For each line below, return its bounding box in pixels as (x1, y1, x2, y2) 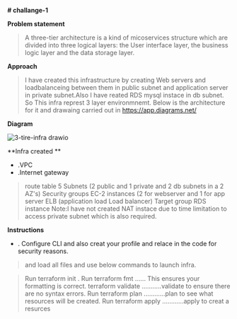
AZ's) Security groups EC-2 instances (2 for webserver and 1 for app (24, 190, 225, 197)
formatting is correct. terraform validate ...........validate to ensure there (24, 282, 231, 290)
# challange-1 (7, 6, 48, 14)
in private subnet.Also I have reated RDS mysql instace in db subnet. (24, 91, 224, 99)
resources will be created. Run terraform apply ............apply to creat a (24, 297, 230, 305)
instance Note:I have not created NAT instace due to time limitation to (24, 204, 228, 213)
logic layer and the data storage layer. (24, 49, 135, 57)
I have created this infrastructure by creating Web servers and (24, 76, 207, 84)
